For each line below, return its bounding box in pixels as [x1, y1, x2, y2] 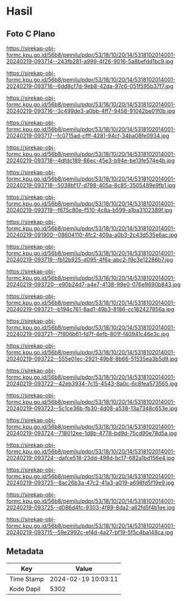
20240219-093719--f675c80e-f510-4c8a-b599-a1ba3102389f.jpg [6, 206, 172, 214]
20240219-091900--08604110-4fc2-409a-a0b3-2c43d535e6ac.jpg [6, 231, 178, 239]
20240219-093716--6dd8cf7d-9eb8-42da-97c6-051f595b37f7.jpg [6, 82, 174, 90]
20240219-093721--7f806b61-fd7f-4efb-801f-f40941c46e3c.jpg [6, 331, 169, 337]
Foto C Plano [6, 29, 55, 39]
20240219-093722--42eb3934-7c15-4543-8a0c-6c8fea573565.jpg [6, 380, 178, 387]
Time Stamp [9, 575, 44, 583]
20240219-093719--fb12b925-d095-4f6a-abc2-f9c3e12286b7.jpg [6, 256, 174, 263]
